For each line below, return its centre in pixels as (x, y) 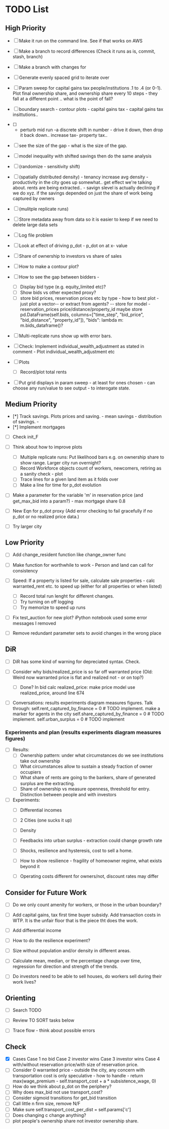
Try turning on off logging (47, 602)
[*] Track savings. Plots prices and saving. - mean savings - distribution (87, 416)
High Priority (26, 28)
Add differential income (37, 930)
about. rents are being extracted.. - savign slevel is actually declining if (86, 188)
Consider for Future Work (46, 892)
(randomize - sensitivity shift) (49, 166)
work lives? (24, 982)
